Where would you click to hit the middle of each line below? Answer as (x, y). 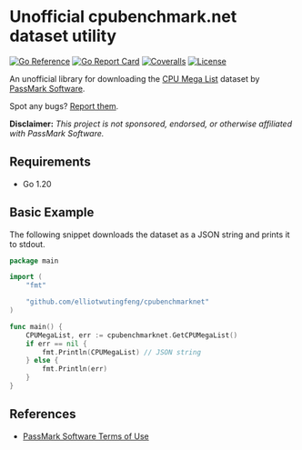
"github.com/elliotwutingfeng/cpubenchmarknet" (117, 302)
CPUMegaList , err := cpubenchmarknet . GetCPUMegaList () (132, 335)
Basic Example (52, 212)
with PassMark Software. (57, 133)
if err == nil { (57, 344)
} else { (42, 361)
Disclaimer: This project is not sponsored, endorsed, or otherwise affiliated (151, 124)
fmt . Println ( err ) (75, 369)
